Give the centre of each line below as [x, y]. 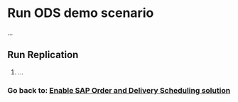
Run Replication [43, 55]
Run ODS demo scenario [81, 13]
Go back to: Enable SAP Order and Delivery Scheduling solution [119, 90]
